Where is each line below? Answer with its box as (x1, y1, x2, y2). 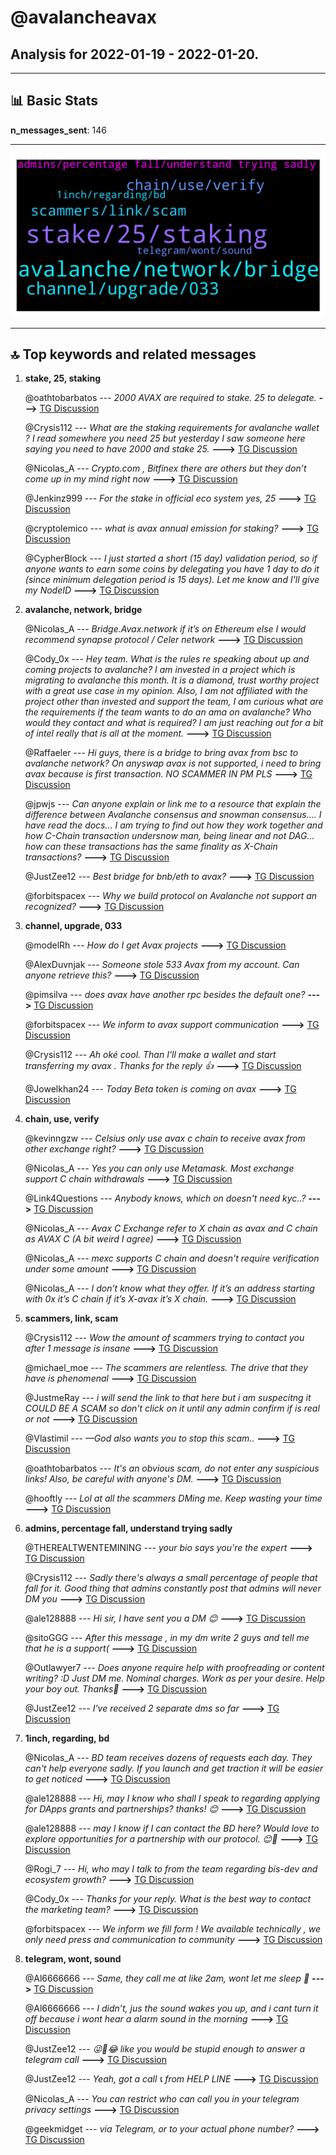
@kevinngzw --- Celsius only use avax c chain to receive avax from (24, 1132, 306, 1145)
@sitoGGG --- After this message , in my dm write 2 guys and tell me (24, 1632, 310, 1644)
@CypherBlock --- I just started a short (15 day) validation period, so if (24, 552, 318, 565)
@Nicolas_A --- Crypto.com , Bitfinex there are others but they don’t (24, 462, 307, 475)
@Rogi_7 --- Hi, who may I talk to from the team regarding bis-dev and (24, 1863, 318, 1875)
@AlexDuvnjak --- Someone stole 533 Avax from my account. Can (24, 959, 300, 971)
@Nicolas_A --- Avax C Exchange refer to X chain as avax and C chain (24, 1222, 318, 1235)
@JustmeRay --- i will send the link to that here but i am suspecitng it (24, 1392, 312, 1404)
